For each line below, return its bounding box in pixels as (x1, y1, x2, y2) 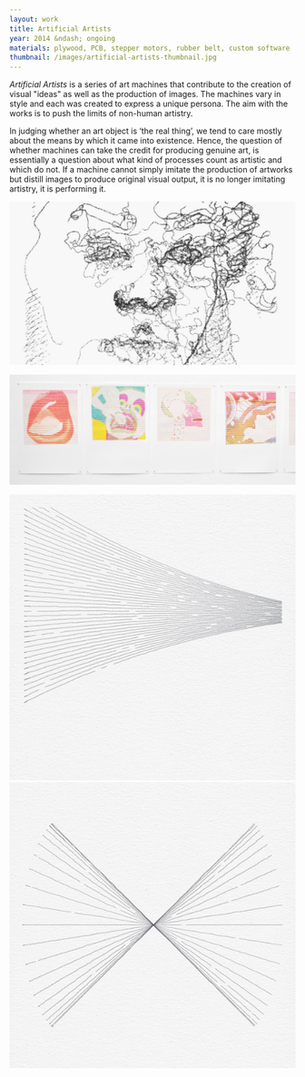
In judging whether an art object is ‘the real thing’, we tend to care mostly (9, 125, 282, 136)
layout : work (9, 15, 59, 24)
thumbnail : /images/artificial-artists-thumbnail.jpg (9, 53, 218, 63)
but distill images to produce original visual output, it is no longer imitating (9, 173, 286, 185)
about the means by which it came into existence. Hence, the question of (9, 135, 283, 146)
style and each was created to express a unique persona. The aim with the (9, 98, 289, 109)
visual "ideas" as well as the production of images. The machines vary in (9, 89, 281, 100)
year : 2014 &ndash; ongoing (9, 34, 116, 43)
